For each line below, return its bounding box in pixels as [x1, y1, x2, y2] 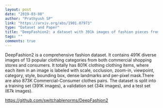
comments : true [5, 39, 36, 44]
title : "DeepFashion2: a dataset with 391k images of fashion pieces [5, 30, 149, 34]
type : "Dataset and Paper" [5, 25, 60, 30]
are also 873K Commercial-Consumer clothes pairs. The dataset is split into [5, 77, 156, 83]
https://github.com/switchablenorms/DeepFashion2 [5, 97, 108, 103]
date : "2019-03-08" [5, 12, 45, 16]
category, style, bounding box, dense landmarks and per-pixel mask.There [5, 72, 154, 78]
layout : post [5, 7, 32, 12]
